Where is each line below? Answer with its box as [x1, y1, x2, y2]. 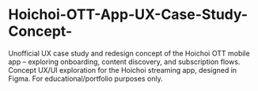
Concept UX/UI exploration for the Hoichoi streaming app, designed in [8, 65, 237, 74]
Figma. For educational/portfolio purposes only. [8, 74, 164, 83]
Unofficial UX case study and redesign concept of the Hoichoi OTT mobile [8, 48, 251, 58]
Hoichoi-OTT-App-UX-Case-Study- [8, 6, 248, 24]
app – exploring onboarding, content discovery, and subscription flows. [8, 57, 241, 66]
